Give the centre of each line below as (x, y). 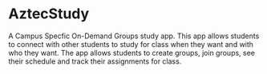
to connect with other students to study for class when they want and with (131, 44)
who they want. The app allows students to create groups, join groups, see (131, 53)
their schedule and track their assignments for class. (95, 61)
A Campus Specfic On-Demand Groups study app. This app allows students (134, 36)
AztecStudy (49, 14)
